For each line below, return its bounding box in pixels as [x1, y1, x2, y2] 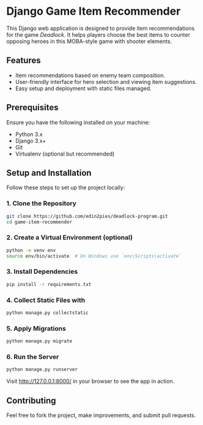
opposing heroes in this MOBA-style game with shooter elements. [6, 37, 172, 45]
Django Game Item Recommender [6, 4, 181, 18]
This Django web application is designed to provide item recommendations [6, 24, 195, 32]
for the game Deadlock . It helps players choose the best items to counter [6, 31, 191, 38]
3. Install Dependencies [6, 268, 78, 276]
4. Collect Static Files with [6, 296, 86, 304]
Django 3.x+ [15, 137, 46, 145]
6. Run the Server [6, 352, 59, 361]
